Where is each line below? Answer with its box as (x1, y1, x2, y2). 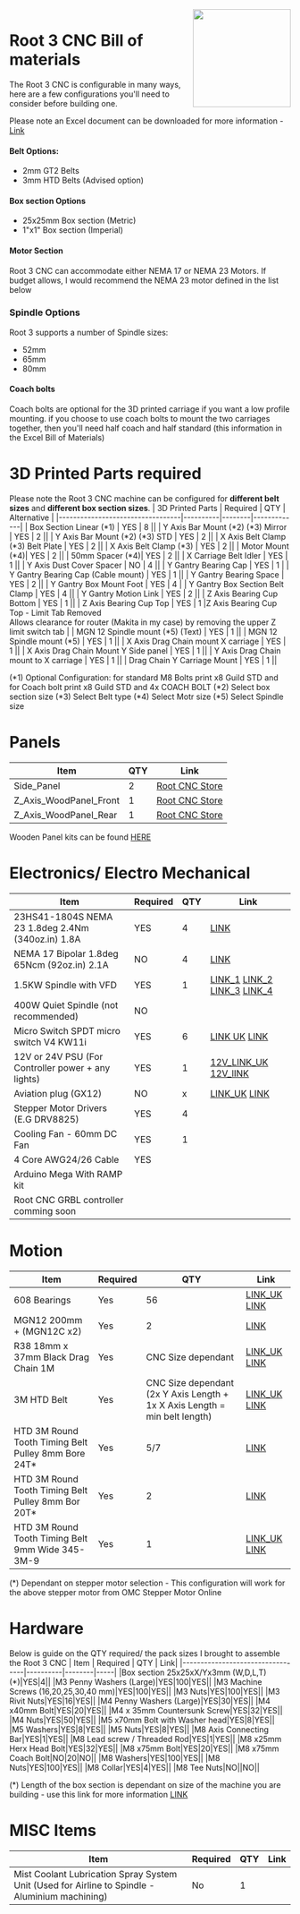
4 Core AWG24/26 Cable (13, 1153, 120, 1166)
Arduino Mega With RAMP (13, 1167, 123, 1180)
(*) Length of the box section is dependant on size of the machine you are (9, 1779, 281, 1790)
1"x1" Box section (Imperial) (21, 225, 123, 235)
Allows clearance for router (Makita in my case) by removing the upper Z (9, 617, 277, 628)
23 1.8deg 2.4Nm (13, 921, 89, 934)
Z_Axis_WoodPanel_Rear (13, 808, 118, 821)
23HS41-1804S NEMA (13, 910, 113, 923)
